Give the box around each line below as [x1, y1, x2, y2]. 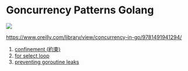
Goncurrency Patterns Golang [6, 3, 154, 17]
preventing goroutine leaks [14, 58, 79, 65]
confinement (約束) [14, 45, 61, 52]
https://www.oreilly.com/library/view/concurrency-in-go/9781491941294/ [6, 33, 182, 41]
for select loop [14, 52, 50, 59]
